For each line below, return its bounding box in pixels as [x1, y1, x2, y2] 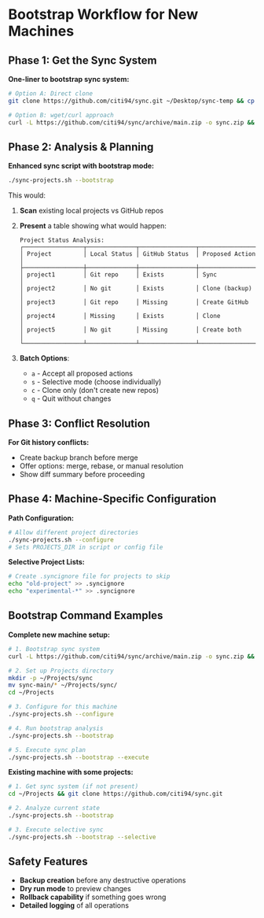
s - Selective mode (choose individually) [31, 377, 162, 387]
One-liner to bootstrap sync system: [8, 75, 130, 83]
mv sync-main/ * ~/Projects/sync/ [8, 681, 118, 690]
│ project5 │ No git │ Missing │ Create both [19, 326, 242, 334]
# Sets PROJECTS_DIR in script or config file [8, 543, 163, 551]
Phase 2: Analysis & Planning [8, 140, 154, 154]
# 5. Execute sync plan [8, 746, 86, 753]
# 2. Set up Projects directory [8, 667, 114, 675]
